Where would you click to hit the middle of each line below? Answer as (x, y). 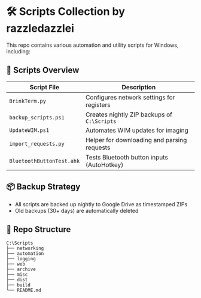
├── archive (21, 270)
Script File (45, 87)
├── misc (17, 275)
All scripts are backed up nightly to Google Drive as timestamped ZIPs (101, 204)
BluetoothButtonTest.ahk (45, 161)
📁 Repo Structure (39, 229)
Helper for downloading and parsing (136, 140)
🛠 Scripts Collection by (66, 12)
